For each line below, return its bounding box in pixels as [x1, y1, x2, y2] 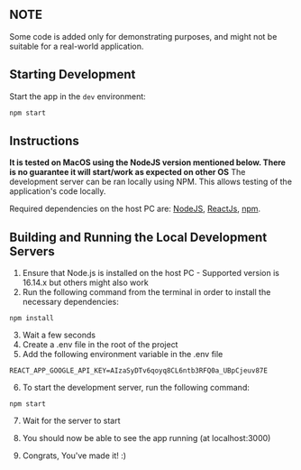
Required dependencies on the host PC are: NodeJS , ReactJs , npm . [9, 203, 261, 215]
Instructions [9, 133, 79, 148]
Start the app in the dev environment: [9, 90, 146, 102]
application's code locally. [9, 186, 106, 197]
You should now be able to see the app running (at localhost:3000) [22, 433, 271, 444]
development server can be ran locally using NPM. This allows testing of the [9, 176, 293, 188]
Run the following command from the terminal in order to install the [22, 287, 271, 298]
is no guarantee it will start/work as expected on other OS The [9, 167, 246, 178]
